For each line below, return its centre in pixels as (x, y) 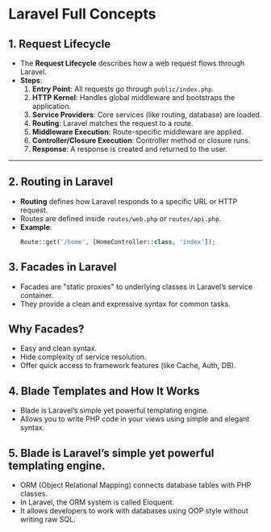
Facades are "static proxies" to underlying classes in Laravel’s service (136, 287)
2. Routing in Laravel (61, 182)
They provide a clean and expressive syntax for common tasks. (125, 304)
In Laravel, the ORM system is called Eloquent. (97, 502)
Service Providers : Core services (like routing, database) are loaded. (147, 115)
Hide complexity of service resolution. (83, 357)
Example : (36, 227)
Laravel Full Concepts (82, 14)
